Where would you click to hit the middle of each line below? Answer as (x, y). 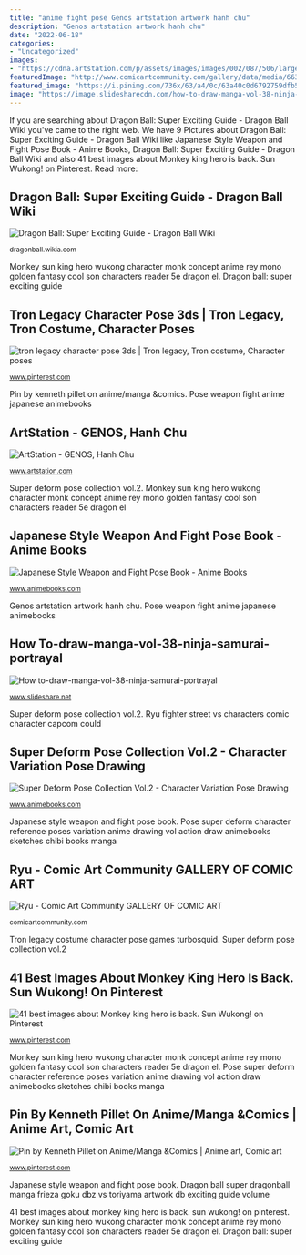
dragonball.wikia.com (43, 250)
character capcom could (56, 723)
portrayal (36, 658)
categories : (32, 43)
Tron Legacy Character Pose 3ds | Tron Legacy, (147, 315)
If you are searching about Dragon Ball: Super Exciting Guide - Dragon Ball (149, 120)
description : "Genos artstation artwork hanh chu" (107, 26)
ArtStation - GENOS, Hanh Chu (98, 432)
